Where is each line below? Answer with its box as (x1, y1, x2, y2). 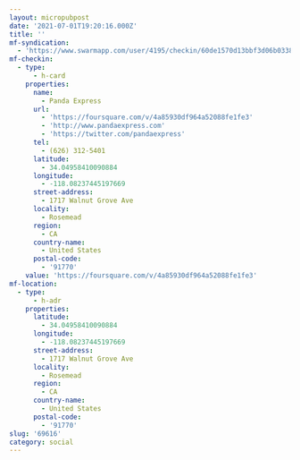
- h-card (32, 72, 66, 81)
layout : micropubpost (9, 13, 90, 22)
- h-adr (32, 296, 62, 305)
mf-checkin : (9, 55, 54, 64)
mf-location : (9, 279, 58, 288)
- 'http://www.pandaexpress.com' (41, 122, 166, 131)
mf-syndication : (9, 38, 70, 47)
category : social (9, 438, 74, 447)
